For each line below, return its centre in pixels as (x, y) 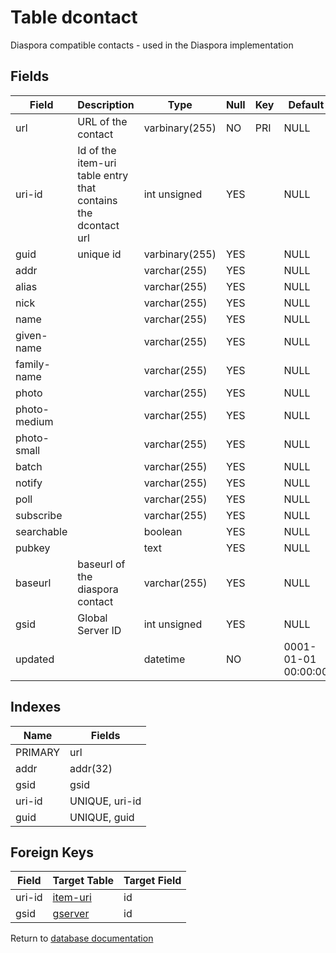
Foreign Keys (52, 852)
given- (31, 335)
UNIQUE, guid (102, 817)
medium (34, 421)
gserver (71, 914)
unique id (99, 254)
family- (33, 364)
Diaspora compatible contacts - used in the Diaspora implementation (152, 45)
